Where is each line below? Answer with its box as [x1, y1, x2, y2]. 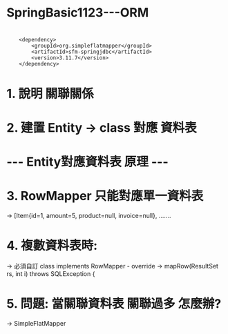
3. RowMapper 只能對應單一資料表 [6, 188, 204, 204]
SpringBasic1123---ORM [6, 5, 149, 21]
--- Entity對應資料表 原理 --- [6, 154, 169, 170]
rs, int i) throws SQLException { [6, 269, 95, 277]
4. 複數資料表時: [6, 238, 98, 253]
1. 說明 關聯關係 [6, 86, 94, 101]
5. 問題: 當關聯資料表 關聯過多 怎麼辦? [6, 296, 222, 311]
